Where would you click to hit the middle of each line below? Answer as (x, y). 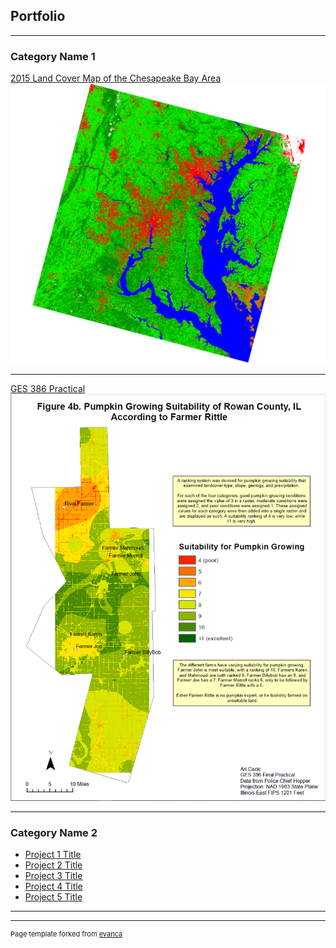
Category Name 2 (54, 833)
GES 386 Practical (48, 388)
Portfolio (38, 16)
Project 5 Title (53, 897)
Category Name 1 (53, 56)
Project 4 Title (53, 886)
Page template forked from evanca (66, 934)
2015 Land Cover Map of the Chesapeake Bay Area (116, 78)
